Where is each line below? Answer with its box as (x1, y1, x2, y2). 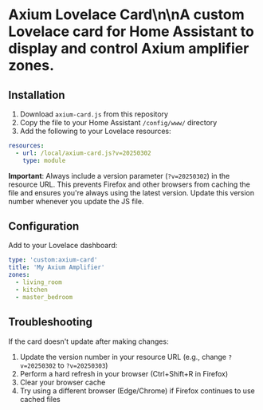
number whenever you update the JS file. (8, 196, 144, 206)
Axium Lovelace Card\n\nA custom (8, 6, 245, 24)
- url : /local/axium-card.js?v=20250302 (15, 149, 151, 157)
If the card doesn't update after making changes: (8, 337, 169, 346)
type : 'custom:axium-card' (8, 256, 98, 264)
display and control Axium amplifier (8, 40, 249, 57)
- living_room (15, 278, 62, 286)
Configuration (8, 219, 80, 233)
